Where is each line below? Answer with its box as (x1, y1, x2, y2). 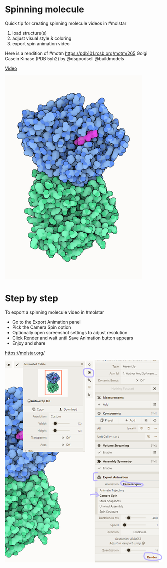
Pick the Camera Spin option (12, 324, 71, 330)
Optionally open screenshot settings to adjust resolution (12, 329, 128, 335)
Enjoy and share (12, 340, 46, 346)
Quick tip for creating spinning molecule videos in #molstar (5, 20, 127, 26)
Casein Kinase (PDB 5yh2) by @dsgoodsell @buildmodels (5, 55, 124, 61)
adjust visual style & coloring (12, 35, 72, 41)
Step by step (5, 293, 58, 304)
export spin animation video (12, 40, 70, 46)
